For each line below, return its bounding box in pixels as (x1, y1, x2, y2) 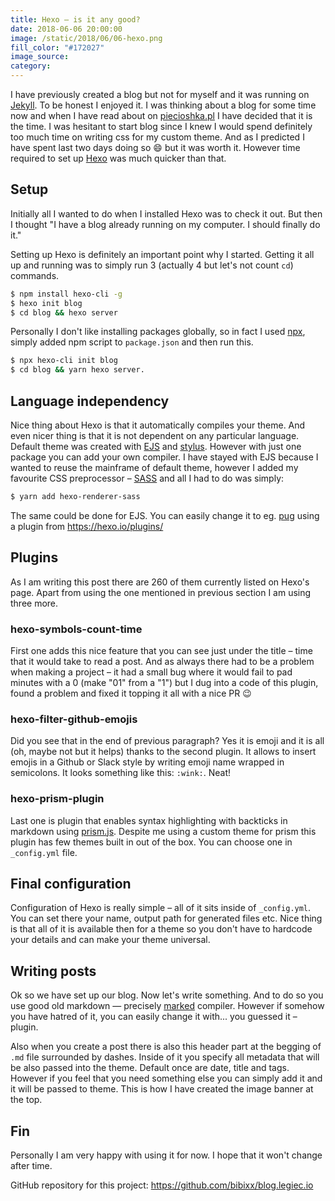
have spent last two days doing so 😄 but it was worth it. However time (10, 142, 301, 153)
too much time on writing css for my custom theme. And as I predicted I (10, 131, 305, 143)
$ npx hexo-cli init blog (10, 356, 118, 366)
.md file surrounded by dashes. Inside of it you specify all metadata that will (10, 1051, 320, 1063)
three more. (10, 597, 59, 609)
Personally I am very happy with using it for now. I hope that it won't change (10, 1149, 323, 1161)
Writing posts (10, 962, 97, 980)
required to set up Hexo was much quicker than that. (10, 152, 227, 164)
